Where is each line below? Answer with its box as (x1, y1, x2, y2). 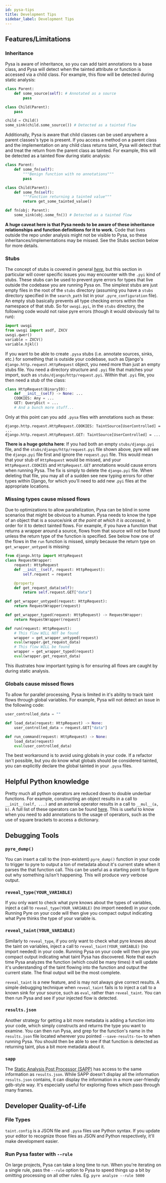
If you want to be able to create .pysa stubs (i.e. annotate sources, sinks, (5, 351, 154, 357)
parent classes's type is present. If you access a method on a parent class (5, 137, 157, 143)
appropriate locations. (5, 483, 51, 489)
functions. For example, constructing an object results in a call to (5, 796, 137, 802)
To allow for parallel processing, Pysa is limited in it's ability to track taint (5, 691, 154, 697)
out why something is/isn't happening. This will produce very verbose (5, 872, 148, 878)
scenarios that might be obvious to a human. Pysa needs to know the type (5, 512, 157, 518)
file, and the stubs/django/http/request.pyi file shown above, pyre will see (5, 446, 159, 452)
